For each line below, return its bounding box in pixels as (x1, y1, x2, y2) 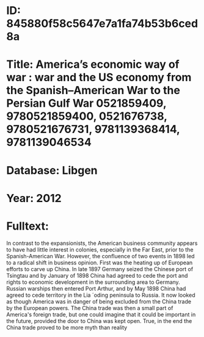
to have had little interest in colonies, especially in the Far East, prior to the (6, 245, 194, 253)
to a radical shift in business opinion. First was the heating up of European (6, 259, 193, 266)
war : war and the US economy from (6, 71, 192, 84)
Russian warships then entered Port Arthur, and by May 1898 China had (6, 284, 186, 292)
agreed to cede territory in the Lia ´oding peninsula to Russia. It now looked (6, 291, 195, 299)
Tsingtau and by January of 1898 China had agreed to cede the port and (6, 272, 188, 279)
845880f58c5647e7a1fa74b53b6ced (6, 16, 199, 31)
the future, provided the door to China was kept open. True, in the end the (6, 317, 192, 324)
